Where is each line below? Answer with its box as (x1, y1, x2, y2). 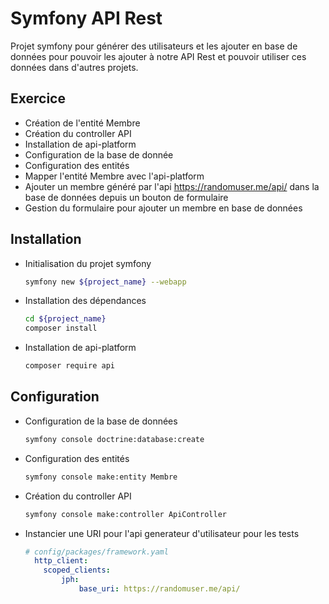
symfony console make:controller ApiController (24, 509, 227, 519)
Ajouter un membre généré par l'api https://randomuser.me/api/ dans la (24, 180, 320, 192)
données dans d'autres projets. (10, 61, 139, 73)
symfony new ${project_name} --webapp (24, 277, 187, 287)
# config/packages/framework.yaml (24, 547, 169, 557)
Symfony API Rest (10, 7, 163, 30)
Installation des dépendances (24, 295, 147, 307)
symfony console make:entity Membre (24, 472, 178, 482)
